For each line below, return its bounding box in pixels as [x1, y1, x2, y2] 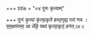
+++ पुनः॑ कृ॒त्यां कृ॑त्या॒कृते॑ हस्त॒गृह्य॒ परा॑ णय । [6, 17, 88, 23]
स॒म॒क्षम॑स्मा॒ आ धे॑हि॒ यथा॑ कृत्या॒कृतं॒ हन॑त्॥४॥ [6, 23, 84, 29]
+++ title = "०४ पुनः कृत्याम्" [6, 5, 65, 11]
